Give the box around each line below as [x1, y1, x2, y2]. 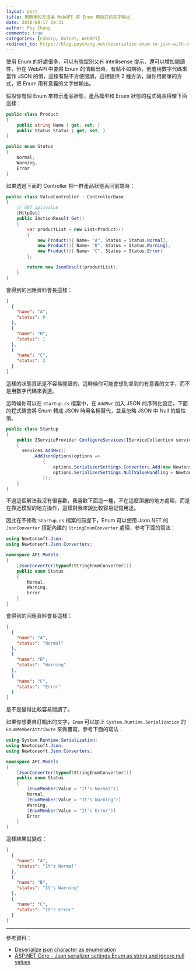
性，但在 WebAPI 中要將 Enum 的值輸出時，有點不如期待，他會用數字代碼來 [6, 65, 188, 72]
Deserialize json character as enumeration [14, 946, 117, 953]
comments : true [6, 30, 43, 36]
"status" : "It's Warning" [16, 885, 80, 891]
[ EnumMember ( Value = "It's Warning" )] [27, 797, 121, 803]
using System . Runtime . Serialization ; [6, 738, 98, 743]
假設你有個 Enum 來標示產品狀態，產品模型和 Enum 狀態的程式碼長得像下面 [6, 92, 188, 99]
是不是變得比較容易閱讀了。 [6, 706, 73, 713]
